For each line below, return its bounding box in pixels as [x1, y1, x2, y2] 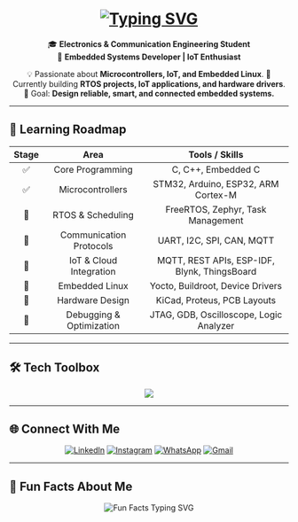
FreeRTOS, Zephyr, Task [165, 203, 267, 215]
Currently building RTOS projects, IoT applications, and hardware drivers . [12, 78, 286, 89]
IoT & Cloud [69, 253, 118, 266]
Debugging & [66, 308, 122, 321]
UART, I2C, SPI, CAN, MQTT [157, 234, 275, 246]
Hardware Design [57, 293, 130, 306]
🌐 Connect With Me [9, 421, 121, 436]
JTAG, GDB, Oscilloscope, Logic [149, 308, 283, 321]
